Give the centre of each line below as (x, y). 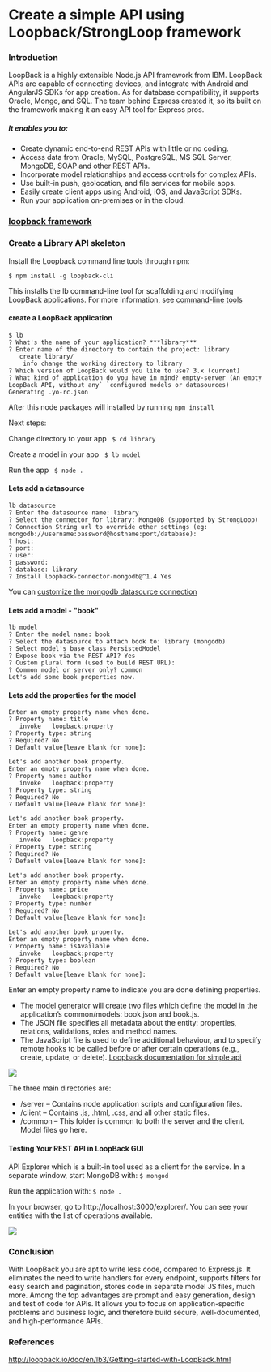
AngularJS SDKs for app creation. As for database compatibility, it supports (134, 92)
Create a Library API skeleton (67, 243)
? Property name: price (49, 890)
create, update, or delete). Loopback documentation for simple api (131, 1057)
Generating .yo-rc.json (49, 392)
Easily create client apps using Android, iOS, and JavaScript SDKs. (131, 191)
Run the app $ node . (46, 470)
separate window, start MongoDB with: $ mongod (89, 1175)
